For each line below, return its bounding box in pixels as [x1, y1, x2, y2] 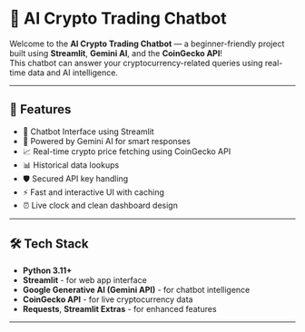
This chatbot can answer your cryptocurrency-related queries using [9, 57, 263, 68]
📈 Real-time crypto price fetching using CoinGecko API [22, 145, 231, 157]
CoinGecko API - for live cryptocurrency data [22, 294, 193, 305]
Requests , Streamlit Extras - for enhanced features [22, 303, 217, 314]
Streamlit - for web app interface [22, 274, 147, 285]
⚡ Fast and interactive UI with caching [22, 186, 165, 198]
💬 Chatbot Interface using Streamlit [22, 126, 154, 137]
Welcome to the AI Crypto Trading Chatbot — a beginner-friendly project [9, 38, 285, 49]
